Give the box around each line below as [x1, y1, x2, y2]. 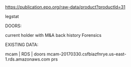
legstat [5, 14, 19, 19]
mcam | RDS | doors [5, 51, 46, 57]
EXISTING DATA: [5, 42, 39, 48]
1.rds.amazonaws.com [5, 56, 51, 62]
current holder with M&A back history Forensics [5, 33, 102, 38]
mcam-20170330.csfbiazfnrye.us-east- [46, 51, 127, 57]
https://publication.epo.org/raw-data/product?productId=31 [5, 4, 126, 10]
